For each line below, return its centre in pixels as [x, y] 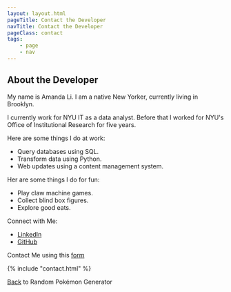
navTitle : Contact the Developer [55, 26]
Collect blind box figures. [53, 200]
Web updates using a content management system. [90, 166]
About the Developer [53, 80]
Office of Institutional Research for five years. [72, 124]
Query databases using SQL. [58, 151]
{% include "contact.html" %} [49, 268]
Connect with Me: [32, 221]
